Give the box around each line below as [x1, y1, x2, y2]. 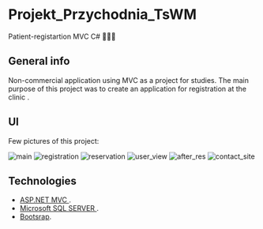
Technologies [8, 174, 77, 187]
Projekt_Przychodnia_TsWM [8, 6, 197, 24]
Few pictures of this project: [8, 136, 100, 145]
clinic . [8, 92, 30, 102]
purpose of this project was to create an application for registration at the [8, 84, 247, 93]
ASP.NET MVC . [19, 195, 71, 205]
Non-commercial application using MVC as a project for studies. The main [8, 75, 249, 84]
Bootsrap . [19, 212, 52, 222]
